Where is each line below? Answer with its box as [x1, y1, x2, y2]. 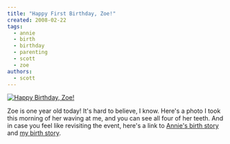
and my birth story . [7, 129, 61, 137]
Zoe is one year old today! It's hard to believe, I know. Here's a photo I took [7, 107, 221, 115]
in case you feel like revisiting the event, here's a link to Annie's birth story [7, 122, 220, 130]
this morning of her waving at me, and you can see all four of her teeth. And [7, 114, 224, 123]
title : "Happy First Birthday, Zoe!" [7, 10, 116, 17]
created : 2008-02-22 [7, 17, 67, 24]
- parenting [13, 49, 48, 56]
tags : [7, 23, 23, 30]
